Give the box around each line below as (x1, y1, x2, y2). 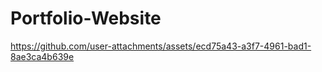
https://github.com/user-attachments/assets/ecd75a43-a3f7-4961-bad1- (10, 40, 312, 52)
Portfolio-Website (10, 7, 162, 30)
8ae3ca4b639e (10, 50, 75, 62)
